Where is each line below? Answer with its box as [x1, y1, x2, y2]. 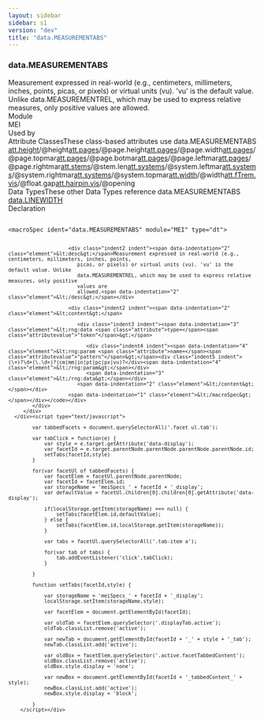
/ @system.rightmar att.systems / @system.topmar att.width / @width [11, 170, 225, 179]
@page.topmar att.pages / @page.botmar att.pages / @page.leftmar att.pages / [8, 153, 252, 163]
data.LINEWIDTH [8, 195, 63, 205]
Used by [8, 128, 35, 137]
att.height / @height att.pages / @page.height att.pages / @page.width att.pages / [8, 145, 256, 154]
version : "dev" [8, 26, 58, 34]
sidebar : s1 [8, 19, 47, 27]
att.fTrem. [224, 170, 256, 179]
